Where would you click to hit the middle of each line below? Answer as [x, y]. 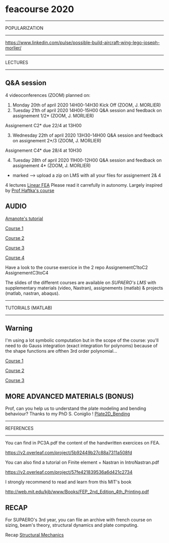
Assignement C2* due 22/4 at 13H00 [44, 125]
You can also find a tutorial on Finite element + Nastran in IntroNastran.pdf [82, 462]
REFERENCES [19, 428]
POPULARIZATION [24, 28]
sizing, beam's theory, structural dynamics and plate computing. [72, 525]
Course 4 [15, 257]
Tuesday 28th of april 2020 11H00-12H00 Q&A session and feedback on [87, 160]
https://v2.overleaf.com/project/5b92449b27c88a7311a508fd [69, 453]
